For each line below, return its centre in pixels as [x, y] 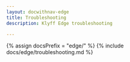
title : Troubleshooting [36, 18]
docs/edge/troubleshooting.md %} [50, 52]
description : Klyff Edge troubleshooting [60, 23]
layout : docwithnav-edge [38, 12]
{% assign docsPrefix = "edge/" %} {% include [65, 46]
